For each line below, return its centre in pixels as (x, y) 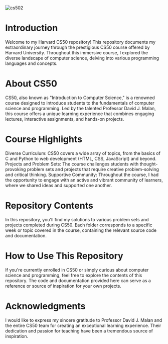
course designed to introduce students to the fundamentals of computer (80, 103)
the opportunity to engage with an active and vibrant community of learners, (84, 180)
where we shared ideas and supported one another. (59, 185)
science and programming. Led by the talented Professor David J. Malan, (81, 108)
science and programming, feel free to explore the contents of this (74, 275)
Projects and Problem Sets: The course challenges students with (72, 164)
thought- (149, 164)
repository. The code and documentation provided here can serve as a (78, 280)
